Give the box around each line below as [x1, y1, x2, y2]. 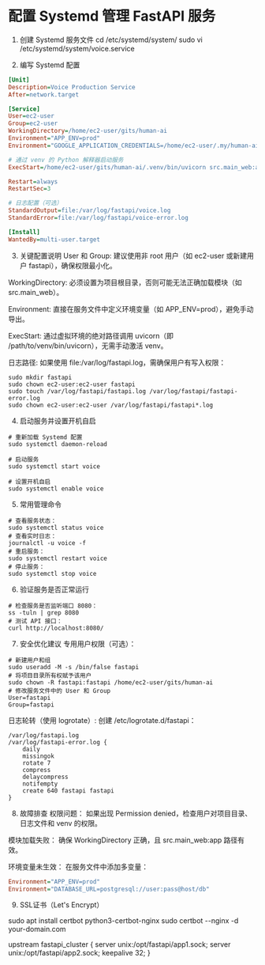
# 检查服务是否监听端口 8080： [8, 602, 98, 610]
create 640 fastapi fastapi [22, 786, 114, 795]
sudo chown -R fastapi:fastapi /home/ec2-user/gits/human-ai [8, 678, 214, 687]
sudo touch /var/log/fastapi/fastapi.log [8, 387, 147, 395]
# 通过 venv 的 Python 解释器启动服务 [8, 156, 124, 164]
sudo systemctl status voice [8, 524, 104, 532]
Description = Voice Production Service [8, 83, 136, 91]
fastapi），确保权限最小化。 [28, 260, 117, 270]
